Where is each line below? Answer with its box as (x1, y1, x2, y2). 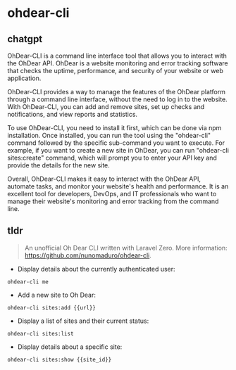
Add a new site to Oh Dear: (17, 291, 97, 299)
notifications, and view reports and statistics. (7, 110, 138, 118)
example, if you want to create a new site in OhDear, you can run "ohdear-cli (7, 146, 229, 154)
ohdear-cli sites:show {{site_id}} (7, 356, 112, 363)
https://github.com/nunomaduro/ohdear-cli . (24, 251, 151, 260)
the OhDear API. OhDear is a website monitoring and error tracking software (7, 59, 229, 68)
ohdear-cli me (7, 278, 49, 286)
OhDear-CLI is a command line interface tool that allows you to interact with (7, 51, 228, 60)
